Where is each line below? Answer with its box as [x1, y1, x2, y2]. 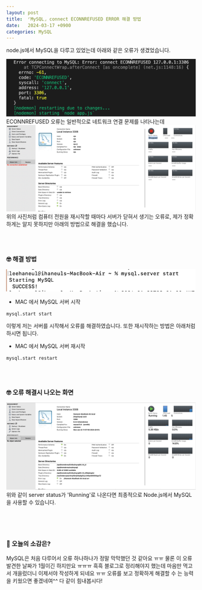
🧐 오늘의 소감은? [6, 540, 51, 548]
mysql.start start [6, 311, 52, 317]
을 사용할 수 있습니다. [6, 499, 56, 506]
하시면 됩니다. [6, 329, 39, 336]
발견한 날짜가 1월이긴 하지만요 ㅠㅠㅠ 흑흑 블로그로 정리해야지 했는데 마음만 [6, 562, 182, 569]
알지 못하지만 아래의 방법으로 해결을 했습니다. [22, 220, 128, 228]
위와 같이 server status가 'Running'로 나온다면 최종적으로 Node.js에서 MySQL [6, 491, 192, 499]
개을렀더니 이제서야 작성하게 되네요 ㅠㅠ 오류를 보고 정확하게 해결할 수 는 [12, 570, 183, 577]
